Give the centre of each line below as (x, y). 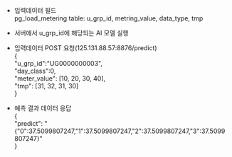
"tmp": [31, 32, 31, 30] (46, 86)
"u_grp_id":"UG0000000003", (58, 63)
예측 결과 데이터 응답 (43, 108)
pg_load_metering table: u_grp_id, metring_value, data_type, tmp (109, 18)
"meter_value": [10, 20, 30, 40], (60, 78)
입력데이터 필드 (35, 10)
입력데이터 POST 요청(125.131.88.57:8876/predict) (86, 48)
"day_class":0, (35, 71)
